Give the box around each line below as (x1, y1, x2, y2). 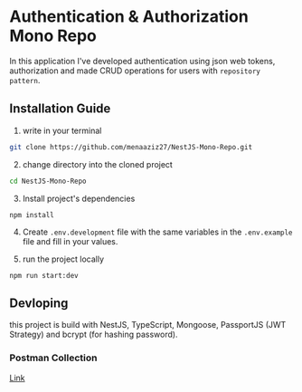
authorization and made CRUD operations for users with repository (9, 65, 260, 76)
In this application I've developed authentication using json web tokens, (9, 55, 276, 66)
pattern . (9, 74, 41, 85)
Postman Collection (9, 351, 98, 364)
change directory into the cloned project (22, 158, 174, 169)
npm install (9, 210, 54, 219)
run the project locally (22, 253, 105, 264)
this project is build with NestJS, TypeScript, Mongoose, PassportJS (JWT (9, 320, 287, 330)
